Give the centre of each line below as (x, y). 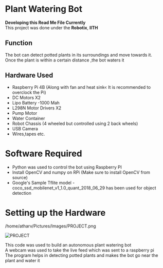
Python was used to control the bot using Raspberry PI (67, 167)
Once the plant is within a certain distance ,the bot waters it (65, 60)
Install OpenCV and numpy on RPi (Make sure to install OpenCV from (81, 172)
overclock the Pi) (29, 92)
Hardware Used (29, 75)
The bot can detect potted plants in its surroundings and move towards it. (79, 55)
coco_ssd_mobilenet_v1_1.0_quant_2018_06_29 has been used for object (84, 188)
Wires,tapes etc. (28, 134)
